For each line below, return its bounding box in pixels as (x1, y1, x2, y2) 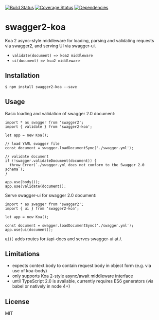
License (5, 297, 30, 306)
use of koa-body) (12, 268, 47, 274)
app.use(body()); (5, 179, 40, 184)
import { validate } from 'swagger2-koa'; (5, 124, 92, 129)
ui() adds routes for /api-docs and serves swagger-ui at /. (5, 236, 123, 242)
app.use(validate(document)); (5, 184, 67, 189)
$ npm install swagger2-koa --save (5, 84, 77, 89)
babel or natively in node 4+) (12, 284, 71, 289)
